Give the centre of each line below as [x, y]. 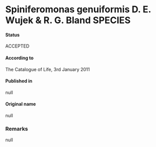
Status [13, 35]
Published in [19, 81]
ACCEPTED [17, 46]
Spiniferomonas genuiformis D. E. [78, 9]
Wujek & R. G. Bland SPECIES [68, 20]
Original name [21, 104]
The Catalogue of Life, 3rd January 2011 [47, 69]
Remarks [17, 129]
